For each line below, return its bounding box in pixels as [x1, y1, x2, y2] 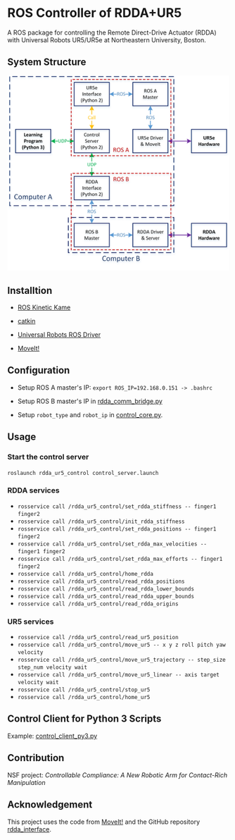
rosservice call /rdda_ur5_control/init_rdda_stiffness [17, 518, 185, 525]
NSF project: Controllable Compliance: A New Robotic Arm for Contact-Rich [7, 770, 227, 779]
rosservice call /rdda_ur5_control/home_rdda [17, 570, 153, 577]
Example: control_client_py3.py [7, 731, 98, 740]
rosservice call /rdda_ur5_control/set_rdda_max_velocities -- [17, 541, 208, 548]
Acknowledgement [7, 798, 93, 811]
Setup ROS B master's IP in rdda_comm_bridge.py [17, 397, 163, 405]
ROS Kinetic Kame [17, 303, 71, 311]
